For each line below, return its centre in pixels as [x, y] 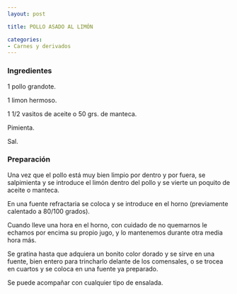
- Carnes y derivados [39, 46]
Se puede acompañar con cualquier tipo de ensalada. [85, 282]
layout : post [27, 14]
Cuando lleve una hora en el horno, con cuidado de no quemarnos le [107, 225]
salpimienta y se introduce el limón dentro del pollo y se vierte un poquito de [119, 182]
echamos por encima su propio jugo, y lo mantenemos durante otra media [115, 232]
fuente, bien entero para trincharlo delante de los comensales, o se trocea [115, 261]
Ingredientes [30, 71]
